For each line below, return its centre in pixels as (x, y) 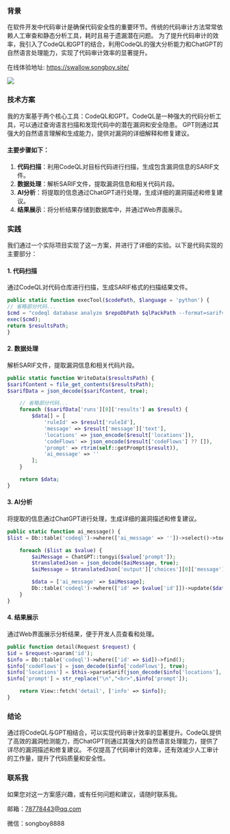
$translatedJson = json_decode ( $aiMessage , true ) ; (105, 563)
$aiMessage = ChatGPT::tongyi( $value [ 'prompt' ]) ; (104, 557)
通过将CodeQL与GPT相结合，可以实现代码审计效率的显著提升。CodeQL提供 (114, 732)
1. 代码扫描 (22, 271)
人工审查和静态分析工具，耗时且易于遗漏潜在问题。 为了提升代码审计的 (113, 36)
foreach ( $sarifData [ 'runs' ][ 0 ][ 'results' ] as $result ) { (104, 409)
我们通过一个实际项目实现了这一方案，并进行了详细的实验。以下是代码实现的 (115, 246)
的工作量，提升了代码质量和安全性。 (58, 759)
